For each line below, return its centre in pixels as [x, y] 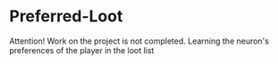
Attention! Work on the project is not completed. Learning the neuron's [139, 41]
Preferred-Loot [66, 16]
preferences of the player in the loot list [82, 50]
